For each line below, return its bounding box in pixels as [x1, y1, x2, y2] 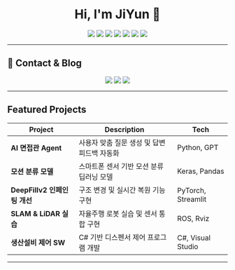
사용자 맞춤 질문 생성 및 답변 [78, 137, 166, 147]
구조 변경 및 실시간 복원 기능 [78, 185, 166, 195]
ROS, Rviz [177, 213, 210, 223]
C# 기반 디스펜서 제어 [78, 232, 145, 242]
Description [104, 124, 145, 134]
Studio [177, 241, 199, 251]
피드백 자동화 [78, 148, 120, 158]
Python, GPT [177, 142, 219, 152]
